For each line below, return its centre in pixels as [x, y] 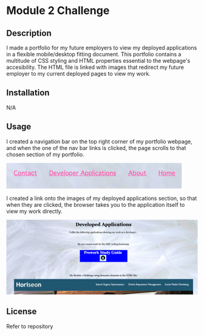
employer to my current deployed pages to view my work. [78, 73]
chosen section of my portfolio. [46, 154]
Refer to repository [30, 326]
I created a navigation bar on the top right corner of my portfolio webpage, [100, 141]
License [22, 312]
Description [29, 33]
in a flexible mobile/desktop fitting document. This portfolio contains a [94, 54]
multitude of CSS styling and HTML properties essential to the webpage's [98, 61]
